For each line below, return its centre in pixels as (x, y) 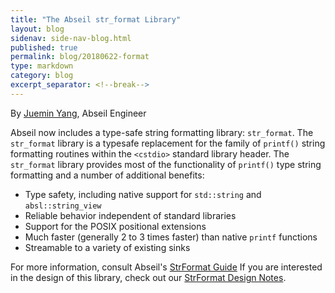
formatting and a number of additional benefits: (107, 175)
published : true (44, 47)
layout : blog (37, 29)
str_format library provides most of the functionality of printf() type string (166, 164)
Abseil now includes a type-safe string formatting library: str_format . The (162, 132)
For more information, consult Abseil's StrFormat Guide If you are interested (166, 267)
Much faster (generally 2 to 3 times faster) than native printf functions (171, 237)
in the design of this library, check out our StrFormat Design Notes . (148, 277)
